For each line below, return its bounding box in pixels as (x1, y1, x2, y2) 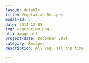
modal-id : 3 (5, 17, 31, 22)
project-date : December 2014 (5, 36, 68, 41)
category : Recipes (5, 41, 45, 46)
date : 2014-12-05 (5, 22, 43, 27)
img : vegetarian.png (5, 27, 50, 32)
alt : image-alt (5, 31, 38, 36)
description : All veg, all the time (5, 46, 84, 51)
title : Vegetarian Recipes (5, 12, 63, 17)
